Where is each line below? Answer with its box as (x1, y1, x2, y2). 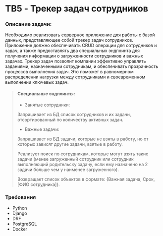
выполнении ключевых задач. (5, 79, 69, 85)
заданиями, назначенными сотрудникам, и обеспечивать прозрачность (5, 63, 159, 69)
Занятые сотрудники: (24, 102, 70, 108)
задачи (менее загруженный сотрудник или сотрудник (17, 156, 134, 162)
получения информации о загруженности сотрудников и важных (5, 53, 143, 59)
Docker (12, 226, 28, 232)
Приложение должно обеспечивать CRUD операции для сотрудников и (5, 43, 157, 49)
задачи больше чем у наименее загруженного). (17, 167, 119, 173)
